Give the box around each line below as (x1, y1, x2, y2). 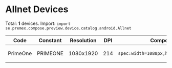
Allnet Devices (5, 4, 69, 15)
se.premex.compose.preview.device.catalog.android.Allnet (5, 25, 132, 31)
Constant (38, 37, 62, 44)
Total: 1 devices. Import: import (5, 20, 71, 26)
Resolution (70, 37, 97, 44)
